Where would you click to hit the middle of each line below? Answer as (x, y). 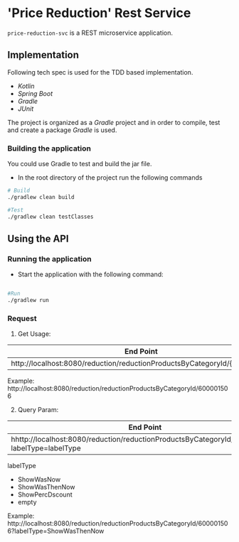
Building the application (49, 148)
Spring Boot (35, 93)
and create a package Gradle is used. (62, 130)
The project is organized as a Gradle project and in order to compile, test (114, 122)
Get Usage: (34, 334)
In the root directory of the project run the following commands (110, 178)
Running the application (49, 259)
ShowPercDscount (45, 494)
